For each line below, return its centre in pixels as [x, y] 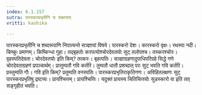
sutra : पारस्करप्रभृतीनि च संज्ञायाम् [39, 17]
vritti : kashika [27, 23]
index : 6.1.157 [25, 12]
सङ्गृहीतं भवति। [22, 86]
